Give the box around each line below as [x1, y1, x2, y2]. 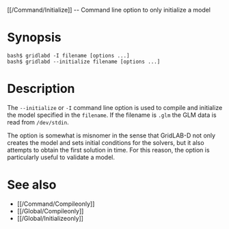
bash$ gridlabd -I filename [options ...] [7, 52, 130, 59]
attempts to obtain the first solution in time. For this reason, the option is [7, 146, 210, 154]
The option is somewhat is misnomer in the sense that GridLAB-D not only [7, 131, 216, 139]
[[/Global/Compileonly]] [16, 206, 84, 215]
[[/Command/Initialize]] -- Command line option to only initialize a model [7, 6, 211, 14]
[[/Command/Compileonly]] [16, 200, 95, 208]
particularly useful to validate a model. [7, 153, 115, 161]
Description [7, 81, 75, 96]
